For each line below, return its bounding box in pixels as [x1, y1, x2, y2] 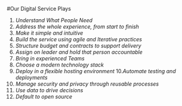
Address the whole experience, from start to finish [15, 23, 140, 30]
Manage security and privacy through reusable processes [15, 80, 159, 87]
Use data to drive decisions [15, 87, 84, 93]
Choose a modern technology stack [15, 61, 104, 68]
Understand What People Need [15, 17, 93, 23]
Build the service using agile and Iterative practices [15, 36, 143, 43]
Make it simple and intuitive [15, 29, 84, 37]
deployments [15, 74, 48, 81]
